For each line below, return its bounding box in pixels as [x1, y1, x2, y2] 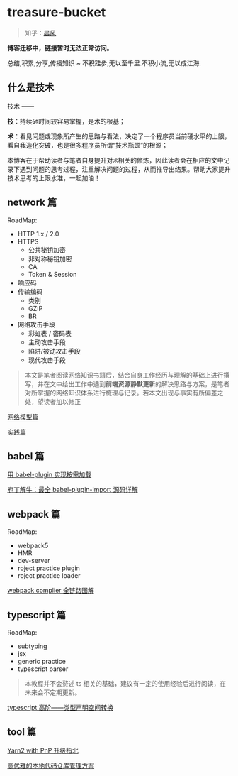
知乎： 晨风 [24, 28, 57, 37]
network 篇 [7, 197, 57, 209]
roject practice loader [17, 572, 81, 580]
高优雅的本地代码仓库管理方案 [7, 761, 94, 770]
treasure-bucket [7, 4, 106, 21]
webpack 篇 [7, 508, 61, 520]
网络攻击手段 [17, 320, 55, 329]
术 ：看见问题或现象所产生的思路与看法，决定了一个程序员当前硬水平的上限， [7, 132, 231, 141]
